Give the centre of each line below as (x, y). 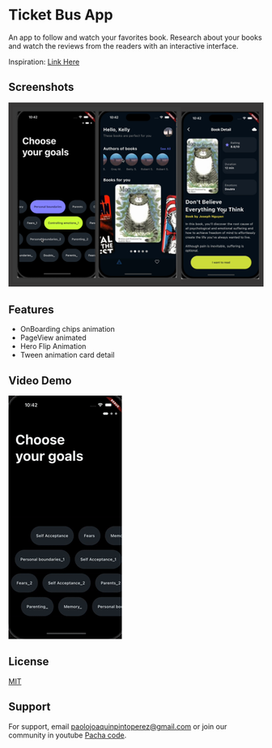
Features (31, 310)
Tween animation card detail (67, 355)
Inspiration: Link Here (44, 62)
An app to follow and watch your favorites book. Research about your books (135, 37)
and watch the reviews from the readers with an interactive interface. (123, 45)
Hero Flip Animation (53, 346)
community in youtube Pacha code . (68, 735)
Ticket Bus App (61, 15)
